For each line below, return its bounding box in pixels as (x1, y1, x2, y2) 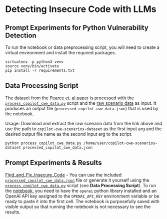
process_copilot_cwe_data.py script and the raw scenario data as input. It (5, 100, 156, 106)
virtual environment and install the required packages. (5, 50, 116, 55)
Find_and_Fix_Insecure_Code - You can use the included (5, 172, 121, 178)
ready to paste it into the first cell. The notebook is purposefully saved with (5, 198, 160, 204)
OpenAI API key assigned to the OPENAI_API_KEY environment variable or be (5, 193, 160, 199)
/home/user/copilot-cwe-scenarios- (83, 141, 157, 146)
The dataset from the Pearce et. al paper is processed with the (5, 95, 134, 101)
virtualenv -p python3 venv (5, 59, 64, 64)
